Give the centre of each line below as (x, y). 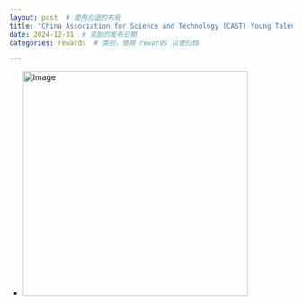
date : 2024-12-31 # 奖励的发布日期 (73, 34)
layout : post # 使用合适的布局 (65, 18)
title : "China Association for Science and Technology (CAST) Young (140, 26)
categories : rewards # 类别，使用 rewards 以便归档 (104, 43)
